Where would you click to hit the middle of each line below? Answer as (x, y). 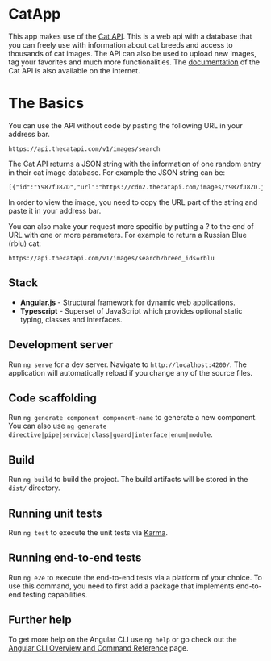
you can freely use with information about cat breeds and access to (121, 44)
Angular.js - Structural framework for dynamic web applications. (127, 302)
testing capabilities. (55, 594)
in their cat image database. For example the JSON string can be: (117, 172)
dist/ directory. (34, 488)
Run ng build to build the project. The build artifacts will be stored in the (128, 480)
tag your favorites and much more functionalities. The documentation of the (134, 62)
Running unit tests (55, 513)
